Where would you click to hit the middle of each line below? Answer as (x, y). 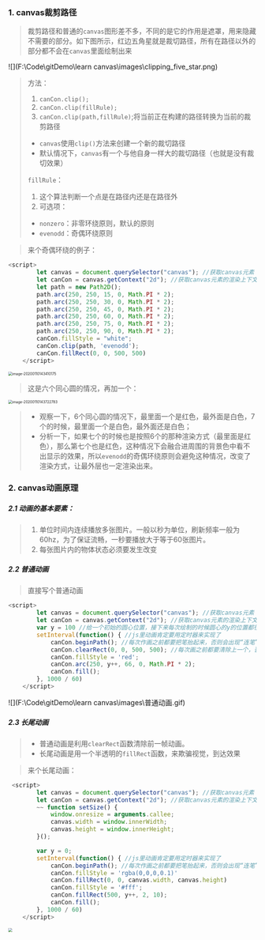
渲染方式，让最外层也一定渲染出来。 (98, 466)
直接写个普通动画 (55, 591)
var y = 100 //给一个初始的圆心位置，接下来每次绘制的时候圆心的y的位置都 (145, 628)
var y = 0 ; (54, 851)
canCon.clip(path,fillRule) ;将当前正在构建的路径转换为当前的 (142, 117)
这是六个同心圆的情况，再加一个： (83, 388)
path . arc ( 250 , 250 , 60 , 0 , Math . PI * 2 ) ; (106, 317)
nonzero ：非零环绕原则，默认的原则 (97, 224)
